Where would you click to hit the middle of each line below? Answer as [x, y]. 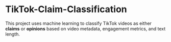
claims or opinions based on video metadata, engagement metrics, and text [86, 28]
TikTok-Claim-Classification [66, 9]
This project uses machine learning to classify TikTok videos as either [79, 23]
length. [13, 34]
